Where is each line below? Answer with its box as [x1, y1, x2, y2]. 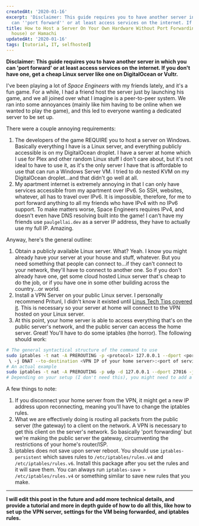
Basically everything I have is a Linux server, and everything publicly [14, 143, 182, 150]
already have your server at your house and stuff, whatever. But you [14, 254, 181, 261]
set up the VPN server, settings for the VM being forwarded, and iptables [6, 508, 190, 515]
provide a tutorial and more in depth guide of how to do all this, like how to [6, 502, 191, 509]
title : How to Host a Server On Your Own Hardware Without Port [6, 25, 168, 31]
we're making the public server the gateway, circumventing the [14, 435, 169, 442]
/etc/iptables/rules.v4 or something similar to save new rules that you [14, 472, 191, 480]
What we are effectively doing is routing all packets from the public [14, 416, 179, 423]
